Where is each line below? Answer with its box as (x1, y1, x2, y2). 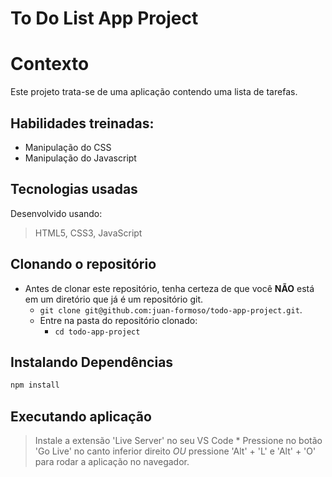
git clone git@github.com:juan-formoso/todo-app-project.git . (39, 303, 303, 316)
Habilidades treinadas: (10, 115, 155, 132)
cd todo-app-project (54, 327, 141, 337)
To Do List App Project (10, 7, 199, 30)
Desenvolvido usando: (10, 207, 103, 219)
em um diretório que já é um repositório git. (24, 293, 203, 305)
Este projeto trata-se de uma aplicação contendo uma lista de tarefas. (10, 86, 298, 98)
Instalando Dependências (10, 353, 174, 371)
